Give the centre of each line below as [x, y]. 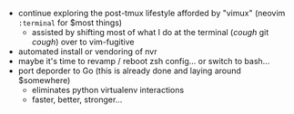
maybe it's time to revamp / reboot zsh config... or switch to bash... [144, 61]
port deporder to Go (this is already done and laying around [129, 71]
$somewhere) [44, 80]
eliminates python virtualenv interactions [108, 90]
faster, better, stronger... [77, 100]
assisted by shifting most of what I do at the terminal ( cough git [150, 32]
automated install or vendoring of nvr [87, 52]
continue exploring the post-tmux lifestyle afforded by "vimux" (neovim [152, 13]
